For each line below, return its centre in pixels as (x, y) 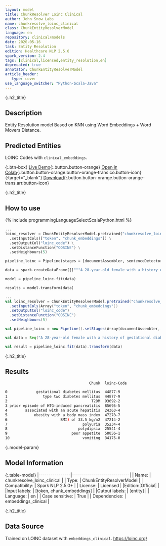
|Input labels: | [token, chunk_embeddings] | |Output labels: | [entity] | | (77, 491)
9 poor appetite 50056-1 (63, 434)
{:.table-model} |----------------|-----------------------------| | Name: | (78, 475)
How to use (23, 208)
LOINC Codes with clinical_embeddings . (46, 158)
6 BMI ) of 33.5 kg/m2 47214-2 (63, 420)
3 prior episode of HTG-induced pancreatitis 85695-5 (63, 406)
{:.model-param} (22, 447)
